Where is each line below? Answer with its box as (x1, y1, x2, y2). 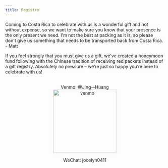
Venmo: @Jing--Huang (60, 84, 109, 90)
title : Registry (5, 7, 39, 13)
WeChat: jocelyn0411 (63, 157, 107, 163)
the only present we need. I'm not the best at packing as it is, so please (5, 32, 153, 38)
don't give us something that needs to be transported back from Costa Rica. (5, 37, 163, 44)
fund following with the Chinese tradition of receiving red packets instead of (5, 58, 163, 64)
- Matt (5, 43, 19, 49)
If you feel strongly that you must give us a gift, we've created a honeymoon (5, 53, 163, 59)
